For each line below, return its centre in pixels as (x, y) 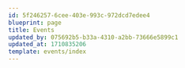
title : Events (32, 30)
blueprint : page (35, 23)
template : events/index (47, 52)
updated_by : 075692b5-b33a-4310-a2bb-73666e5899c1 (93, 37)
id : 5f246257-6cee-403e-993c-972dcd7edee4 (79, 15)
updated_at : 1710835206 (47, 45)
